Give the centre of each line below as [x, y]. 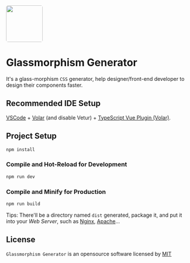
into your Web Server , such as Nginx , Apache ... [63, 221]
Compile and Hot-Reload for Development [67, 165]
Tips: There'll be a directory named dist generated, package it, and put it [94, 215]
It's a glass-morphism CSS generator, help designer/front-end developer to [95, 78]
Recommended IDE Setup [53, 103]
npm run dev [20, 177]
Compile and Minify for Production [56, 192]
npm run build [23, 204]
